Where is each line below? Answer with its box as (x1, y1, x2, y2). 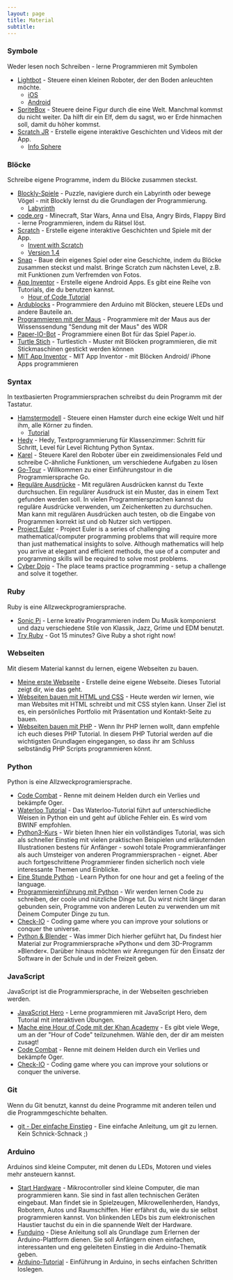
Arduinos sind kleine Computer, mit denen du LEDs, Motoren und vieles (7, 1163, 212, 1171)
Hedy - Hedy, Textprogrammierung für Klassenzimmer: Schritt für (17, 436, 206, 444)
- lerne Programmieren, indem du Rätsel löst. (17, 218, 146, 227)
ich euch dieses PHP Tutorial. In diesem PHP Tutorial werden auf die (17, 730, 214, 738)
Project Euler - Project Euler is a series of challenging (17, 525, 170, 534)
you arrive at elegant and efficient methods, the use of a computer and (17, 547, 220, 555)
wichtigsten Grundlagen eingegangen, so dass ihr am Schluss (17, 737, 195, 745)
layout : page (7, 10, 45, 17)
